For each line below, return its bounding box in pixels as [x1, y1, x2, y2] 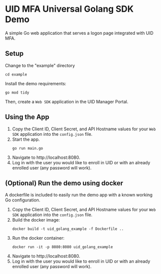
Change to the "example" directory [5, 62, 75, 68]
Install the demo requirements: [5, 80, 67, 86]
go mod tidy [5, 90, 29, 95]
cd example [5, 72, 27, 77]
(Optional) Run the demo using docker [5, 179, 123, 187]
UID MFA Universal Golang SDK [5, 3, 134, 15]
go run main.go [12, 146, 43, 150]
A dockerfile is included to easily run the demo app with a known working [5, 192, 153, 198]
